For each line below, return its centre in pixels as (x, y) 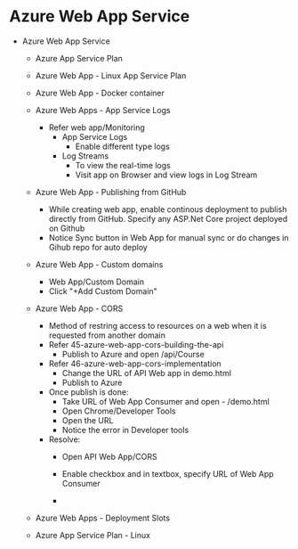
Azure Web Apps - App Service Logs (103, 110)
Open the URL (88, 420)
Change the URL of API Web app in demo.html (146, 373)
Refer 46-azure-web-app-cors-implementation (135, 364)
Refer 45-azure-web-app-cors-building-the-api (136, 344)
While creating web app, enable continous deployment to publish (168, 209)
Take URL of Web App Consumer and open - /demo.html (165, 401)
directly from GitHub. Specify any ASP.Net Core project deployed (168, 218)
